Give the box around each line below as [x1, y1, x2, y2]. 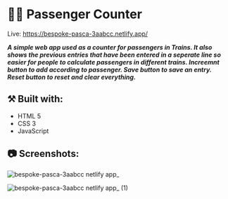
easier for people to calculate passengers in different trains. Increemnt [7, 57, 220, 66]
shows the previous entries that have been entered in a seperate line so [7, 50, 222, 59]
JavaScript [17, 126, 49, 135]
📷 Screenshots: [7, 148, 80, 160]
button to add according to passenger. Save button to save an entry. [7, 65, 213, 74]
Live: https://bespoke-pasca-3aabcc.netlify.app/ [7, 29, 148, 38]
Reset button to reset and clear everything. [7, 73, 136, 81]
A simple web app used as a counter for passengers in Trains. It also [7, 43, 213, 51]
